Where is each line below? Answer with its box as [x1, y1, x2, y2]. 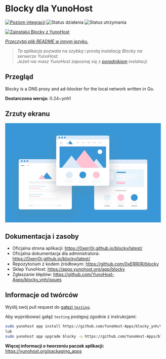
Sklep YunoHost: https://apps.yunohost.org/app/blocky [12, 266, 125, 272]
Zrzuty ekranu [5, 109, 50, 118]
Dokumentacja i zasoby [5, 232, 79, 241]
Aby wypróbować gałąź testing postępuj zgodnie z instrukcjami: [5, 314, 137, 320]
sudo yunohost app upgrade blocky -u [5, 334, 83, 339]
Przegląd [5, 72, 34, 81]
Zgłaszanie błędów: [12, 271, 52, 277]
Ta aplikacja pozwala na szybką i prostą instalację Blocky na [17, 48, 142, 54]
